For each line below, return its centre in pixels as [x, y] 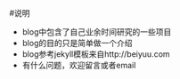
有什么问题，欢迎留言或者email [79, 65]
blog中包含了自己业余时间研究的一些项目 [97, 32]
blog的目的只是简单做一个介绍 [77, 43]
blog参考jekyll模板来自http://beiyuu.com [96, 54]
